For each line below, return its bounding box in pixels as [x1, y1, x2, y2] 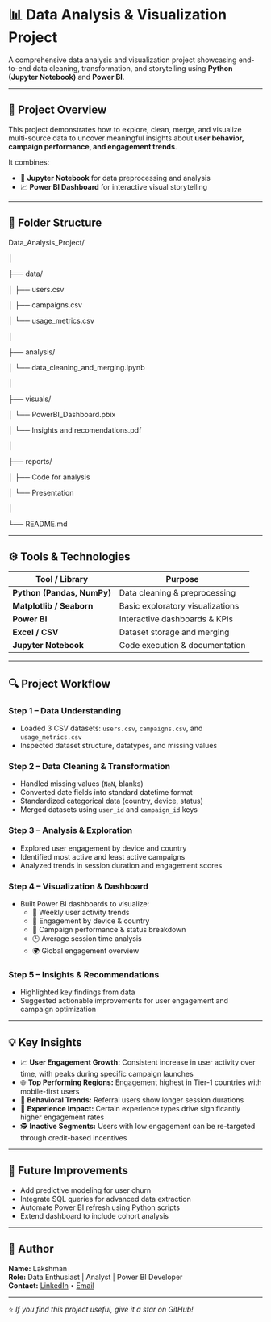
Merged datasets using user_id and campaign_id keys [19, 805, 198, 814]
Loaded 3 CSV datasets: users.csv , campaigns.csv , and [19, 723, 203, 734]
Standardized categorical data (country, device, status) [19, 796, 204, 806]
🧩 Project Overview [8, 103, 107, 117]
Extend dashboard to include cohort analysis [19, 1211, 169, 1220]
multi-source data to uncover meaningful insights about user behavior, [8, 133, 244, 143]
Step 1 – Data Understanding [8, 705, 122, 716]
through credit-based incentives [19, 1133, 127, 1143]
